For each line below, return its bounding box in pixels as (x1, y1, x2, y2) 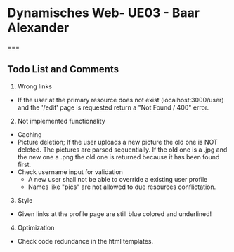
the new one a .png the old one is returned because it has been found (17, 152, 220, 161)
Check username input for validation (17, 167, 123, 176)
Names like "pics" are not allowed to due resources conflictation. (27, 183, 216, 191)
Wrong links (17, 82, 53, 91)
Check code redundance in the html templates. (17, 237, 154, 245)
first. (17, 160, 32, 168)
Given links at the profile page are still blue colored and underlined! (17, 209, 212, 218)
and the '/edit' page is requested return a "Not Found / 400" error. (17, 103, 209, 112)
